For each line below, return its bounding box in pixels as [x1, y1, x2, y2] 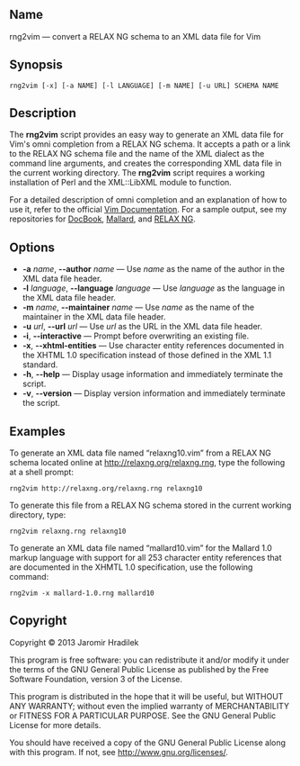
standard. [22, 359, 58, 370]
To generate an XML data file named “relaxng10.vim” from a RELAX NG [9, 447, 272, 458]
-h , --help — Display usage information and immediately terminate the [22, 369, 284, 380]
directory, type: [9, 509, 66, 520]
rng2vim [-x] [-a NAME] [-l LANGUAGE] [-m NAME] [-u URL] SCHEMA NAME [9, 81, 279, 90]
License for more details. [9, 719, 101, 730]
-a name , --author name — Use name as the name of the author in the [22, 264, 286, 275]
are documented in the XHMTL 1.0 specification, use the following [9, 562, 253, 572]
